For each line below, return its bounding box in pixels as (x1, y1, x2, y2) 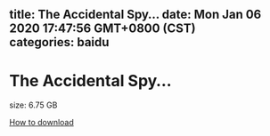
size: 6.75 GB (9, 100, 58, 110)
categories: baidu (9, 35, 110, 50)
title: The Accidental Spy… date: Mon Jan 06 (9, 7, 262, 22)
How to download (9, 117, 74, 128)
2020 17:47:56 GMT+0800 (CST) (9, 21, 196, 36)
